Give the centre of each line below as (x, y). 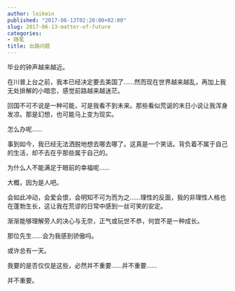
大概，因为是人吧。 (35, 182)
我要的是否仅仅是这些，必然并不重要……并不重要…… (82, 265)
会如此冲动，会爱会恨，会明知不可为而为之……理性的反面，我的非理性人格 (114, 197)
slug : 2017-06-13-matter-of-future (59, 27)
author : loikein (31, 14)
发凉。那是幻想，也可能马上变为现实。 (62, 114)
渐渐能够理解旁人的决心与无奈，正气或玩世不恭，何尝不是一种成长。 (105, 221)
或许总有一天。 (29, 250)
